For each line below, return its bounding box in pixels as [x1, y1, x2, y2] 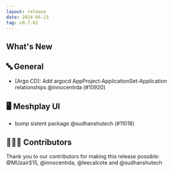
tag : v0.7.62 [6, 20, 39, 25]
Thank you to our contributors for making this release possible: [6, 153, 160, 160]
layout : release [6, 8, 46, 15]
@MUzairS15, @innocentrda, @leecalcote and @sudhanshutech [6, 159, 162, 166]
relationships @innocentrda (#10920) [14, 83, 105, 90]
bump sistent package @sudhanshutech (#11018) [14, 120, 135, 127]
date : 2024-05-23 [6, 14, 49, 20]
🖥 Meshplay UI [6, 101, 60, 111]
